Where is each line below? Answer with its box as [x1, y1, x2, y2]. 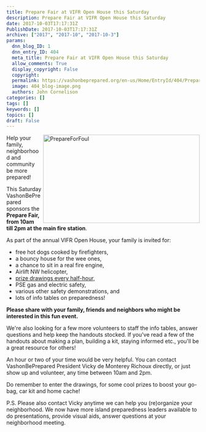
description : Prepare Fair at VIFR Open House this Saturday [6, 15, 166, 21]
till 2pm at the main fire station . [6, 225, 88, 232]
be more [6, 167, 28, 175]
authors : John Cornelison [12, 89, 78, 95]
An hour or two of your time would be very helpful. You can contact [6, 356, 177, 363]
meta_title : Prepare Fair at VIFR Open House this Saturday [12, 55, 169, 61]
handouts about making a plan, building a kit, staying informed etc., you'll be [6, 337, 199, 345]
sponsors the [6, 205, 40, 213]
